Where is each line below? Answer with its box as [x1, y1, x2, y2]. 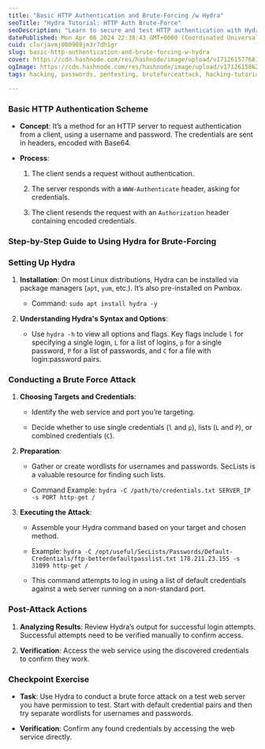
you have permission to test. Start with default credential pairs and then [19, 700, 252, 709]
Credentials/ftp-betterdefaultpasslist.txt [31, 555, 177, 563]
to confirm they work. [19, 653, 90, 664]
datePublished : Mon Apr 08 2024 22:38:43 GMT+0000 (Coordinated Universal [8, 33, 259, 42]
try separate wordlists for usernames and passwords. [19, 709, 193, 718]
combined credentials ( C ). [31, 431, 115, 441]
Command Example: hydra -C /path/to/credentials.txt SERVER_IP [31, 485, 251, 495]
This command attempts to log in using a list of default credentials [31, 576, 247, 585]
